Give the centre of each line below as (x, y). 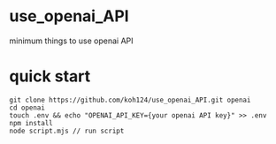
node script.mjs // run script (67, 131)
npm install (31, 123)
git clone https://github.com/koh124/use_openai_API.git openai (130, 100)
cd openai (27, 108)
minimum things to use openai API (71, 41)
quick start (50, 76)
